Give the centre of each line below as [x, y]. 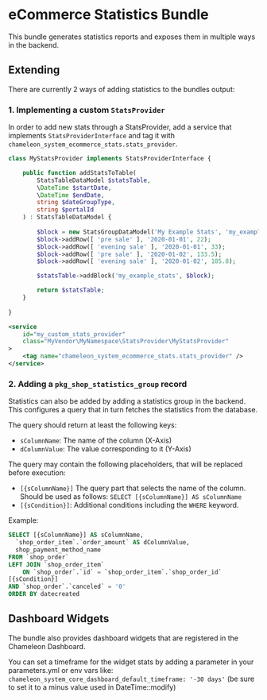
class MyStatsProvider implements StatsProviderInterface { [110, 159]
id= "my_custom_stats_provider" [74, 334]
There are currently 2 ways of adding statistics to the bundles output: [122, 89]
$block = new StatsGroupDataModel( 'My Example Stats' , [130, 232]
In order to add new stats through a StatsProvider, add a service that [120, 127]
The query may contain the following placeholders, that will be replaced [126, 464]
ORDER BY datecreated [44, 594]
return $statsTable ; [71, 290]
